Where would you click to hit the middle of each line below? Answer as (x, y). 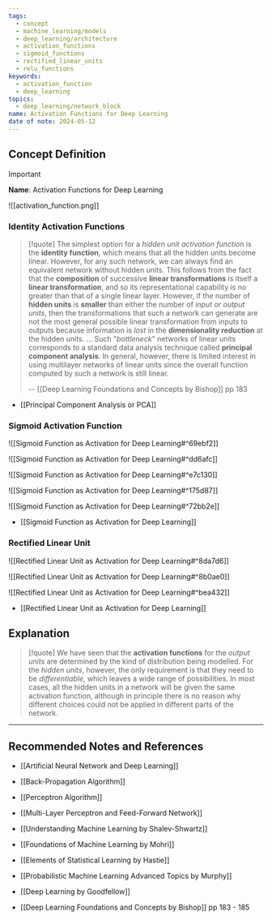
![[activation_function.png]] (54, 205)
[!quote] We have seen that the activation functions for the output (139, 653)
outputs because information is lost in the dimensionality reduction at (145, 330)
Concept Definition (57, 155)
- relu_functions (45, 69)
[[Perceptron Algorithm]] (61, 797)
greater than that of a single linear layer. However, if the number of (139, 295)
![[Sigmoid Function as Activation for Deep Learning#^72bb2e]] (114, 506)
